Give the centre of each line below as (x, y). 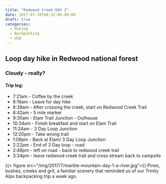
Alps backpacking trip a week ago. (41, 176)
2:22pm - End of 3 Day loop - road (49, 145)
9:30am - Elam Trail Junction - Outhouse (55, 118)
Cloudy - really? (25, 73)
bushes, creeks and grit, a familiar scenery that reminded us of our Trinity (82, 171)
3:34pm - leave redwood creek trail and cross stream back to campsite (87, 156)
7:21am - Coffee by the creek (43, 96)
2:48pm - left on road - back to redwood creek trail (66, 151)
